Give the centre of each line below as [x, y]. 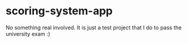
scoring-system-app [59, 11]
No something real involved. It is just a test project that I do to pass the [94, 27]
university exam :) [28, 33]
